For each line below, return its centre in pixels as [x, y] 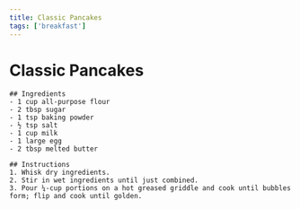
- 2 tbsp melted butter [54, 149]
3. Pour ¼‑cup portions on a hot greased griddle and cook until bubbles [150, 188]
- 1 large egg [36, 141]
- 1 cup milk [34, 134]
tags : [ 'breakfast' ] [48, 26]
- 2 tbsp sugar [38, 110]
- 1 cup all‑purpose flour [60, 102]
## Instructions [40, 165]
